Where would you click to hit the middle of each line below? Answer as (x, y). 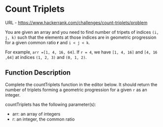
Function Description (38, 73)
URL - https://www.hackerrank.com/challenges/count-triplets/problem (76, 23)
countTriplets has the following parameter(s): (51, 104)
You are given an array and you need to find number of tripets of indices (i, (82, 32)
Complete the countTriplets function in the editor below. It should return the (81, 84)
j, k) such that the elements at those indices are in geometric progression (81, 37)
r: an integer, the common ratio (43, 119)
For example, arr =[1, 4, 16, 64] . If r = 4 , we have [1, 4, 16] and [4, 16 (81, 52)
